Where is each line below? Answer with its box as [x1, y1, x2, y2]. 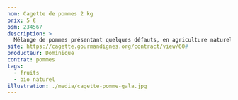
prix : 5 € [7, 17, 37, 24]
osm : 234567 [7, 23, 42, 30]
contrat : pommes [7, 56, 55, 63]
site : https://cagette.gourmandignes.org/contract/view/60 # [7, 43, 189, 50]
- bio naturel [13, 75, 55, 83]
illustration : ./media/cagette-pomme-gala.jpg [7, 82, 147, 89]
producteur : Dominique [7, 50, 74, 57]
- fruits [13, 69, 40, 76]
